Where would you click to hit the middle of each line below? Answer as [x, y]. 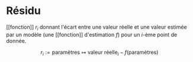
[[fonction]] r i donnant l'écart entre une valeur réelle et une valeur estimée [97, 27]
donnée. [16, 41]
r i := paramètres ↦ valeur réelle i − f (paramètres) [99, 53]
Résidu [24, 11]
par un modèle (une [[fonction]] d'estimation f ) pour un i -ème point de [92, 35]
